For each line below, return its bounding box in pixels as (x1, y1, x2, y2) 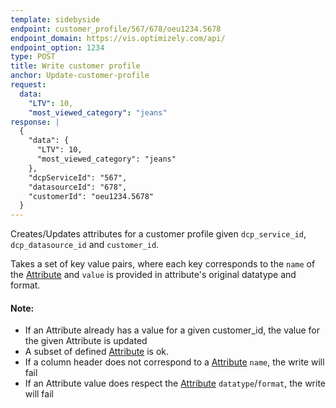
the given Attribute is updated (24, 335, 148, 347)
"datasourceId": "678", (28, 182, 128, 192)
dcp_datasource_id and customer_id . (10, 239, 160, 251)
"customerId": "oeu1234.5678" (28, 191, 155, 201)
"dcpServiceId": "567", (28, 172, 128, 183)
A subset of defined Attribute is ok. (24, 346, 170, 358)
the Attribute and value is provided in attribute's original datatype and (10, 269, 297, 281)
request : (10, 80, 47, 90)
